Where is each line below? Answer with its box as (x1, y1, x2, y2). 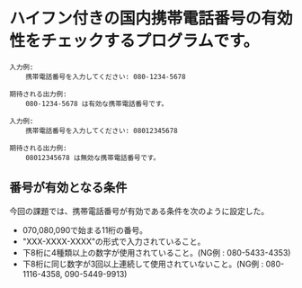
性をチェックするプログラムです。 (9, 31, 260, 51)
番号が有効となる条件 (9, 180, 128, 195)
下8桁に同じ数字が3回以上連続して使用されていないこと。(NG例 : (22, 258, 264, 269)
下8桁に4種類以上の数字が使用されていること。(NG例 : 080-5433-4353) (22, 247, 291, 257)
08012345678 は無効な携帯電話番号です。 (25, 153, 160, 162)
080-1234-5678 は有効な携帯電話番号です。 (25, 99, 169, 108)
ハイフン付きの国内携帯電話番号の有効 (9, 8, 294, 29)
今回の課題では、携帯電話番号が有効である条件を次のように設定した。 (9, 205, 270, 216)
